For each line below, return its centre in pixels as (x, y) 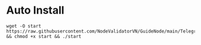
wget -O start (24, 26)
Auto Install (35, 10)
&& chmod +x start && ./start (44, 36)
